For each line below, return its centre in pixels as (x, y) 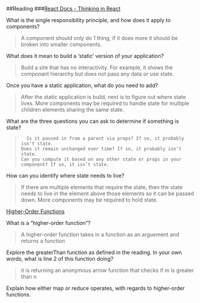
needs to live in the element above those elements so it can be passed (107, 194)
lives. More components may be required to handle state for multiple (105, 103)
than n (29, 276)
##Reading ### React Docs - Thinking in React (63, 9)
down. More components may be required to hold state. (89, 200)
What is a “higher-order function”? (48, 223)
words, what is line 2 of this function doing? (60, 259)
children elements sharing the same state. (72, 109)
